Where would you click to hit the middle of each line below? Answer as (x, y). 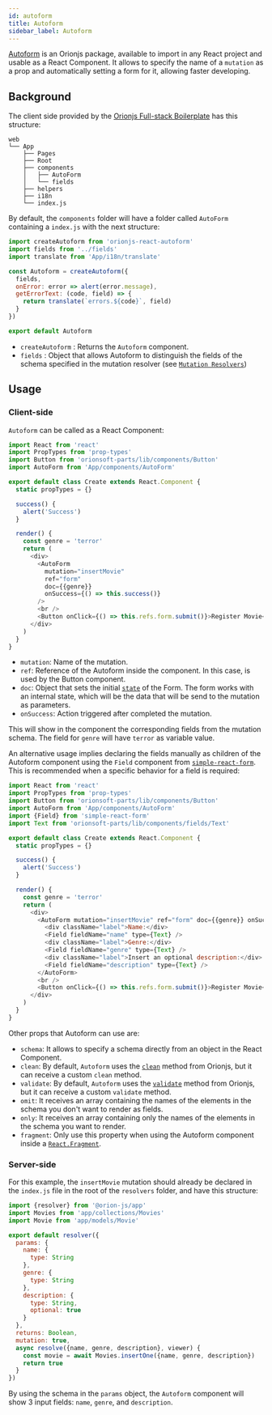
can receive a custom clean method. (81, 1074)
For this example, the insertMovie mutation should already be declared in (130, 1182)
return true (43, 1363)
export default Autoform (50, 331)
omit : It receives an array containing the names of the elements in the (136, 1100)
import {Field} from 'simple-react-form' (79, 816)
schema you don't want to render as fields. (91, 1109)
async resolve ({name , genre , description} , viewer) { (108, 1348)
